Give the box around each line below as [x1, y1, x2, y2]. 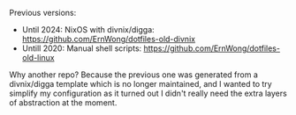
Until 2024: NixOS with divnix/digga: [21, 25, 155, 34]
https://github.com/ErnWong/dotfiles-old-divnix [21, 34, 196, 44]
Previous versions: [9, 8, 77, 18]
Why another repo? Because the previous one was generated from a [9, 69, 259, 80]
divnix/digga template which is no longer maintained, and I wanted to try [9, 79, 272, 89]
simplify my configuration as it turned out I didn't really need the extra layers [9, 88, 287, 98]
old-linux [21, 53, 55, 62]
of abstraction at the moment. [9, 97, 118, 108]
